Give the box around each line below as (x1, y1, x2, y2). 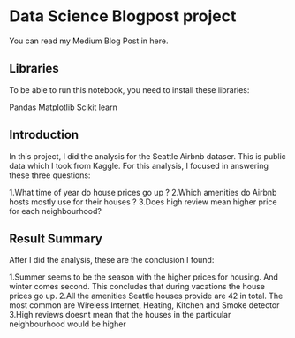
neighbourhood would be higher (9, 319, 126, 329)
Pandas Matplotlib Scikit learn (9, 102, 117, 112)
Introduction (9, 127, 79, 142)
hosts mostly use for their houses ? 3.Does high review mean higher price (9, 196, 277, 207)
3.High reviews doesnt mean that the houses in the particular (9, 310, 231, 320)
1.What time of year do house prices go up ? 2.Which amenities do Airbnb (9, 187, 277, 197)
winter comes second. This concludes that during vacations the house (9, 281, 266, 292)
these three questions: (9, 170, 91, 181)
